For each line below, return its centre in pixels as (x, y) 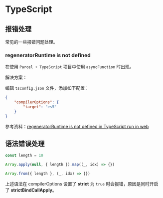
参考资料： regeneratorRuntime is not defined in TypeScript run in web (77, 126)
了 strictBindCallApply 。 (31, 190)
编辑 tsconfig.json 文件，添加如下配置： (47, 88)
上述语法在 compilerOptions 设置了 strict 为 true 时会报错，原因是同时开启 (82, 184)
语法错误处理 (25, 144)
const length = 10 (24, 156)
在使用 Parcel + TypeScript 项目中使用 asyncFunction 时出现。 (70, 67)
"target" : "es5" (40, 107)
